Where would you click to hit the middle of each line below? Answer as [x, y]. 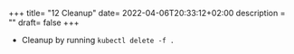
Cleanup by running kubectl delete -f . [98, 40]
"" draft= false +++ [44, 22]
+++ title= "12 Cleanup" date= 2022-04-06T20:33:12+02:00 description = [147, 13]
